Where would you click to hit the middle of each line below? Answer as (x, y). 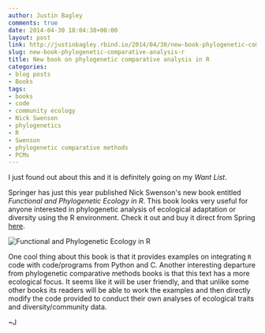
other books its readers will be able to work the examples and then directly (129, 290)
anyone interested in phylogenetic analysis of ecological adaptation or (122, 209)
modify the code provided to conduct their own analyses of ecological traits (131, 299)
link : (17, 45)
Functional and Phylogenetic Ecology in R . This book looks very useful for (128, 201)
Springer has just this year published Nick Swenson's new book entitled (125, 193)
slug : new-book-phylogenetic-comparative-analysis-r (97, 52)
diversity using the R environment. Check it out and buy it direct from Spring (132, 218)
